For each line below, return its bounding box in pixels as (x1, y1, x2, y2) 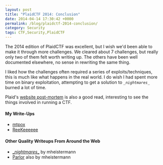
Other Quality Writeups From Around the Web (5, 138, 100, 144)
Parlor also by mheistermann (12, 154, 71, 160)
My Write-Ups (5, 110, 35, 116)
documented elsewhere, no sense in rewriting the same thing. (5, 60, 130, 65)
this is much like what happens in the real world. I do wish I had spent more (5, 74, 158, 80)
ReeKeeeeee (12, 127, 38, 133)
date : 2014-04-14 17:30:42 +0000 (5, 16, 74, 21)
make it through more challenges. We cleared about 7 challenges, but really (5, 49, 159, 55)
